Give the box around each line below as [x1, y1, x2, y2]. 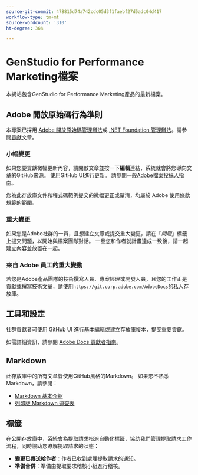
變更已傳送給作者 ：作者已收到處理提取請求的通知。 [14, 455, 139, 462]
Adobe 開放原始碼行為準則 [6, 110, 103, 120]
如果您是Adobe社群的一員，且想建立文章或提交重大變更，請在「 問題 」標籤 [6, 230, 187, 237]
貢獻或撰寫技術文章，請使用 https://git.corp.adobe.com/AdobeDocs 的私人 [6, 283, 184, 290]
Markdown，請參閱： [6, 379, 58, 386]
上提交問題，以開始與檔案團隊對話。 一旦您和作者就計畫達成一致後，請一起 [6, 237, 189, 244]
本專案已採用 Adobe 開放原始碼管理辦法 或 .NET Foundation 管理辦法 [6, 126, 172, 133]
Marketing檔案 [6, 70, 78, 83]
